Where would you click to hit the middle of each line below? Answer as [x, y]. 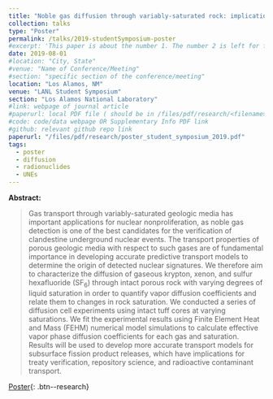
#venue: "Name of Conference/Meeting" [74, 69]
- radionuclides [43, 167]
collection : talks [39, 24]
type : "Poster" [34, 31]
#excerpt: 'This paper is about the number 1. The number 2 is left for [134, 46]
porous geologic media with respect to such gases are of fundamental [146, 248]
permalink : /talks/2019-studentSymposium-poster [92, 39]
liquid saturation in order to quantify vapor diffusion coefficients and [143, 293]
